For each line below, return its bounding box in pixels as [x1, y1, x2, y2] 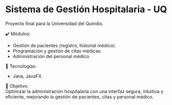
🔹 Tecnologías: [5, 63, 37, 69]
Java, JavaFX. [12, 73, 43, 79]
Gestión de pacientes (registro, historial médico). [12, 42, 117, 48]
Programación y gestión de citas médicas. [12, 47, 102, 54]
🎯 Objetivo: [5, 83, 29, 89]
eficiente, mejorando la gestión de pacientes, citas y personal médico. [5, 93, 154, 100]
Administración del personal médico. [12, 53, 91, 59]
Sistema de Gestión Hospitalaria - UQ [5, 4, 167, 15]
